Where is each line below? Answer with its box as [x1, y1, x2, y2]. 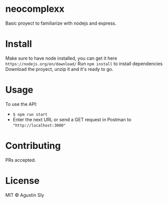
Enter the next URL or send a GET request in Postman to [12, 116, 132, 122]
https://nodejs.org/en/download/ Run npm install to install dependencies [5, 60, 163, 67]
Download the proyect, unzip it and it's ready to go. [5, 66, 114, 72]
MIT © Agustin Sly [5, 192, 45, 198]
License [5, 175, 40, 187]
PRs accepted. [5, 157, 36, 163]
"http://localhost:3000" [12, 123, 66, 128]
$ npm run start [12, 112, 48, 117]
